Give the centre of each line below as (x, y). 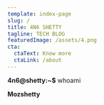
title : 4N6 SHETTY (35, 27)
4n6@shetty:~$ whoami (44, 80)
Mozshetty (24, 94)
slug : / (19, 21)
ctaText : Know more (43, 54)
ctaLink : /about (38, 60)
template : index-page (40, 14)
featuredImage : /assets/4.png (52, 40)
